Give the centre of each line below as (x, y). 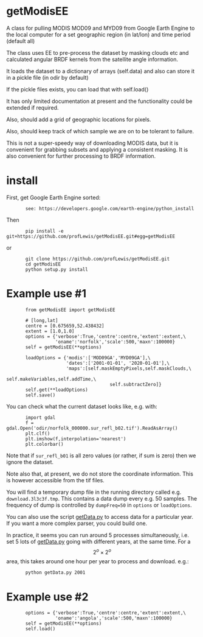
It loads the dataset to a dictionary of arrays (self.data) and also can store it (101, 71)
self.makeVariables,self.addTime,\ (51, 379)
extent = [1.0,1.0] (50, 331)
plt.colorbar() (44, 444)
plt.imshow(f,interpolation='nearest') (76, 439)
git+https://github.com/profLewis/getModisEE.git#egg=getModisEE (91, 236)
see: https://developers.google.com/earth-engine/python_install (110, 208)
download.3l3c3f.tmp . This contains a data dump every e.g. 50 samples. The (102, 498)
